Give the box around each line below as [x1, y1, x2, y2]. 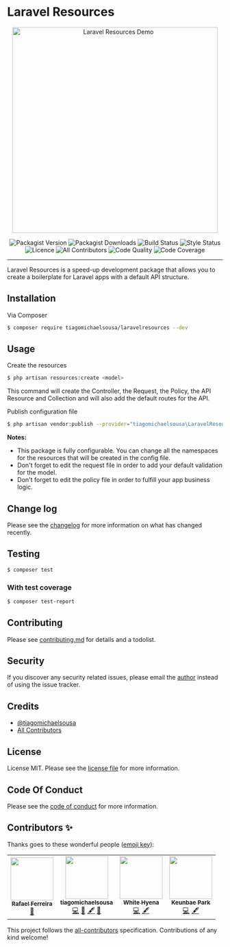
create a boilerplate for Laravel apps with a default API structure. [7, 272, 190, 281]
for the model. [16, 468, 57, 477]
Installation [7, 293, 56, 304]
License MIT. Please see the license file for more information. [7, 764, 180, 772]
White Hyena [123, 898, 159, 906]
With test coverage [7, 582, 72, 592]
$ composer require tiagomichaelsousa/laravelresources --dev [7, 324, 188, 331]
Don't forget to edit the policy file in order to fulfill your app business [16, 476, 210, 484]
